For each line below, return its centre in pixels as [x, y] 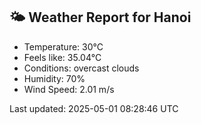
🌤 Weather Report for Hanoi [100, 17]
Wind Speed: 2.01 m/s [69, 89]
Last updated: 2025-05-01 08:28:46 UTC [94, 108]
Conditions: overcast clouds [81, 68]
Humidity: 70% [54, 78]
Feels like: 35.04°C [62, 57]
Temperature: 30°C [63, 46]
